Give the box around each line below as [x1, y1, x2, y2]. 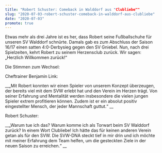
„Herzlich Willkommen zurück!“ [5, 54, 67, 61]
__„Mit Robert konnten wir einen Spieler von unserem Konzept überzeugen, [5, 83, 155, 89]
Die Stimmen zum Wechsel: [5, 64, 60, 70]
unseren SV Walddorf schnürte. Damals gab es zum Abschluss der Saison [5, 39, 153, 45]
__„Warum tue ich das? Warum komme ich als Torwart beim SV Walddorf [5, 122, 149, 128]
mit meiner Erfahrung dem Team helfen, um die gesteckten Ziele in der [5, 138, 146, 144]
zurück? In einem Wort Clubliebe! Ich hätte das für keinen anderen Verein [5, 127, 151, 134]
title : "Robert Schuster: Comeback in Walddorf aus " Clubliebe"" [5, 7, 140, 12]
